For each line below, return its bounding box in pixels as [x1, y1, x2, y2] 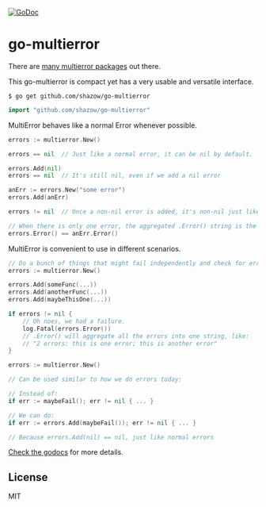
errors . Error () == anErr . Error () [8, 229, 119, 237]
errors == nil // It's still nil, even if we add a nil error [8, 171, 222, 180]
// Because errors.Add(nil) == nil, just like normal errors [8, 433, 215, 441]
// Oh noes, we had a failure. [22, 317, 126, 325]
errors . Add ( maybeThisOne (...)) [8, 296, 112, 304]
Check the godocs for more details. [8, 447, 124, 457]
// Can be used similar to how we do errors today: [8, 375, 182, 384]
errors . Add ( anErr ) [8, 194, 69, 202]
